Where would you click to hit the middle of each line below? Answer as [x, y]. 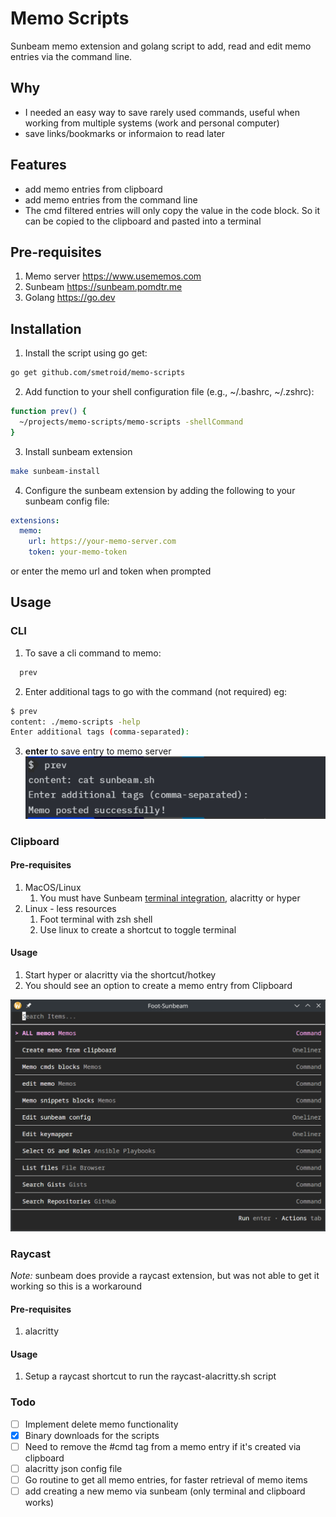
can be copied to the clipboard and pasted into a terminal [143, 221]
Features [38, 165]
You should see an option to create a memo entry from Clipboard [158, 986]
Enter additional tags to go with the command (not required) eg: [156, 691]
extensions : [35, 520]
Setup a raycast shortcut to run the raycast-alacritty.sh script [150, 1376]
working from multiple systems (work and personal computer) [152, 123]
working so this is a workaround [76, 1286]
